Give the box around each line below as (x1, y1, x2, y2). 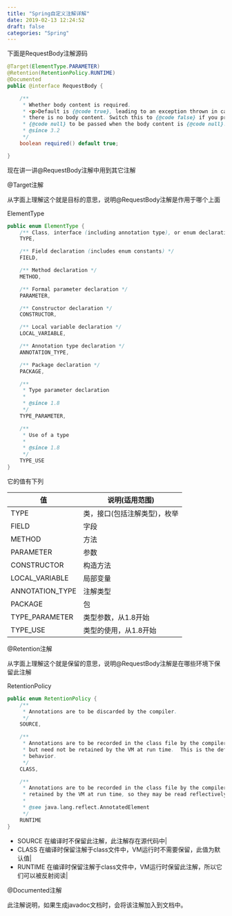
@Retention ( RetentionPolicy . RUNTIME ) (7, 70, 116, 77)
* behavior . (22, 753, 57, 760)
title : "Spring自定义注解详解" (7, 10, 90, 17)
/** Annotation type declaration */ (19, 343, 126, 350)
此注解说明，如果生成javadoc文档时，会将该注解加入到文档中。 (7, 901, 187, 909)
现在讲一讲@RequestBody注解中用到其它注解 (7, 165, 136, 174)
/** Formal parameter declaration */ (19, 285, 128, 293)
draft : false (7, 23, 45, 30)
